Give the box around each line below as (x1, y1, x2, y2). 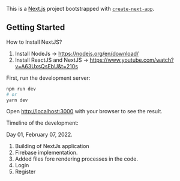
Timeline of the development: (6, 119, 79, 126)
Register (14, 168, 36, 176)
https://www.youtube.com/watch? (89, 56, 174, 64)
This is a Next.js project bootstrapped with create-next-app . (6, 5, 155, 12)
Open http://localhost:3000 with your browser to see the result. (6, 108, 163, 115)
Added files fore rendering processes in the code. (14, 155, 138, 162)
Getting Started (6, 22, 65, 32)
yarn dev (6, 97, 28, 103)
